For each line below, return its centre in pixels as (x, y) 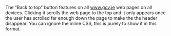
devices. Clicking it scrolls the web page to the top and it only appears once (85, 13)
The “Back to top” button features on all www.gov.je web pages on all (79, 7)
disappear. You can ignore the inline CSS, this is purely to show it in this (81, 23)
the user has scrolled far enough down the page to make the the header (81, 18)
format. (13, 29)
